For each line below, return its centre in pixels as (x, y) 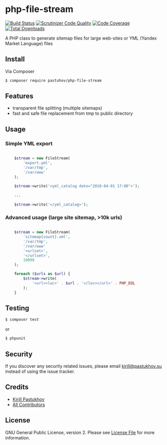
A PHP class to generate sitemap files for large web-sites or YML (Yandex (81, 38)
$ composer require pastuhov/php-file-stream (53, 80)
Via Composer (20, 71)
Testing (17, 308)
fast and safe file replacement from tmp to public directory (73, 113)
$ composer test (22, 320)
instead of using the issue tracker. (40, 371)
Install (15, 59)
